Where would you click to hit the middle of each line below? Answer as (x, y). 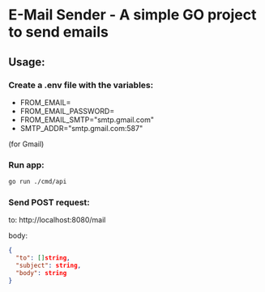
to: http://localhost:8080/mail (57, 220)
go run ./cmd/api (38, 182)
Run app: (26, 165)
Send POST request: (49, 202)
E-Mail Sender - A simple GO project (132, 15)
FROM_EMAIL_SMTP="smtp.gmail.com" (87, 120)
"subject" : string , (49, 266)
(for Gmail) (26, 144)
